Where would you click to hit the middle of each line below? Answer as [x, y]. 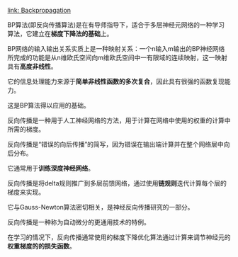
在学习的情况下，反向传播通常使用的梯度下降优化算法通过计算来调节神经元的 [119, 237]
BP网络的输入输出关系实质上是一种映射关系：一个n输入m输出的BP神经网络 [116, 48]
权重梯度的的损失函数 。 [41, 246]
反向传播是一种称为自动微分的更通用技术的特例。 [79, 222]
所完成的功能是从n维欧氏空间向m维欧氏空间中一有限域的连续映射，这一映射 [118, 57]
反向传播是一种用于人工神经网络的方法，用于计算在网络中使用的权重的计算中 [119, 120]
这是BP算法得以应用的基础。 [49, 105]
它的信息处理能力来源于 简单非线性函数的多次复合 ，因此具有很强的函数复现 [116, 81]
